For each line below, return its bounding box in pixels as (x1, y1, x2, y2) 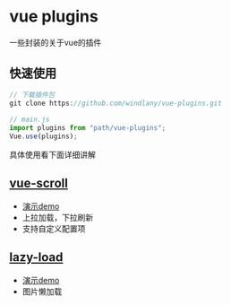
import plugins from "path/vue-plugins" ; (9, 124, 167, 133)
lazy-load (9, 249, 64, 266)
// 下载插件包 (9, 90, 56, 100)
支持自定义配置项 (21, 222, 86, 234)
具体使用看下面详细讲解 (9, 150, 96, 160)
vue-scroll (9, 176, 69, 191)
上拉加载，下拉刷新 (21, 212, 94, 222)
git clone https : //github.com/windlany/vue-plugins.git (9, 99, 222, 108)
